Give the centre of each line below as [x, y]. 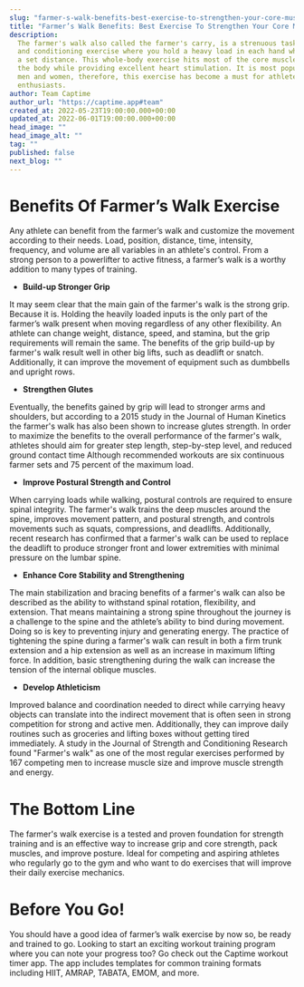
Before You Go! [67, 910]
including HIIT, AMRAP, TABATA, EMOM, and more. [104, 973]
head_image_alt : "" [46, 136]
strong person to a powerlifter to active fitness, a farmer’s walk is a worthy [148, 260]
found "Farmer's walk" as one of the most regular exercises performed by [147, 753]
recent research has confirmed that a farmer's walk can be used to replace [149, 538]
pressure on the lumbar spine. [66, 557]
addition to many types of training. [73, 269]
